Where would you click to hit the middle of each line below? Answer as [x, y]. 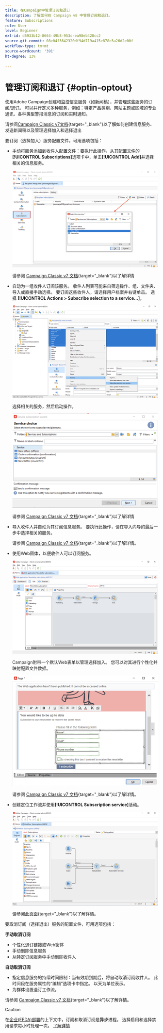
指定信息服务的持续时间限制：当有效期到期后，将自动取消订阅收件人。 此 [85, 977]
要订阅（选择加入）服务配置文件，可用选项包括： [54, 141]
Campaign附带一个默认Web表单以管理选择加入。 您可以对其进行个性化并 [85, 662]
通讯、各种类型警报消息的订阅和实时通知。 [48, 114]
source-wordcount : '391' [30, 51]
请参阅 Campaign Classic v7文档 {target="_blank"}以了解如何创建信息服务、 [80, 124]
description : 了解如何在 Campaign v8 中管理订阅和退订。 [59, 15]
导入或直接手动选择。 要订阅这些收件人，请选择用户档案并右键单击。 [81, 292]
